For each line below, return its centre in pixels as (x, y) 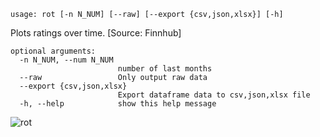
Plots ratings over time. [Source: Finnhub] (96, 33)
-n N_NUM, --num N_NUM (66, 60)
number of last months (165, 69)
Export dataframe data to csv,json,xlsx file (214, 95)
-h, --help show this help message (118, 104)
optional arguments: (53, 51)
